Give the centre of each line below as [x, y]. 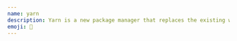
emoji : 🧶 [20, 26]
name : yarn [23, 14]
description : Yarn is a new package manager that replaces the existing [116, 20]
